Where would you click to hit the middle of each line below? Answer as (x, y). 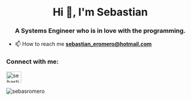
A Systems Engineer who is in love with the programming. (100, 31)
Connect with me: (33, 62)
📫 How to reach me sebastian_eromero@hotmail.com (83, 44)
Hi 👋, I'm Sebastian (100, 12)
